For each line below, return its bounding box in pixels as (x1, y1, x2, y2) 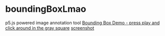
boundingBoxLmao (5, 3, 87, 15)
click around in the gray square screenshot (5, 25, 94, 31)
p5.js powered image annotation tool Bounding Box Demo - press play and (5, 20, 160, 26)
